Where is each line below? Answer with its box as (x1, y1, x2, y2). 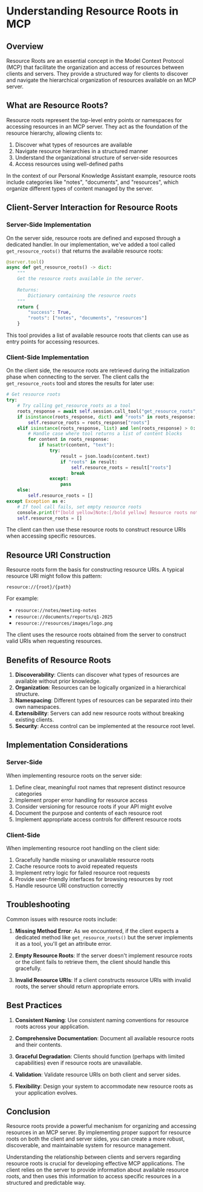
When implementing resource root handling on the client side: (6, 845, 160, 852)
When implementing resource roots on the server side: (6, 772, 142, 779)
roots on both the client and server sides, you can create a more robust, (6, 1135, 185, 1142)
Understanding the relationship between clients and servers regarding (6, 1153, 181, 1161)
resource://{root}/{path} (6, 584, 71, 590)
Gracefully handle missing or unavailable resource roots (14, 856, 154, 864)
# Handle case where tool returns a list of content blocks (28, 431, 182, 437)
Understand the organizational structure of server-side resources (14, 154, 178, 161)
